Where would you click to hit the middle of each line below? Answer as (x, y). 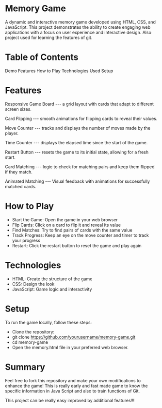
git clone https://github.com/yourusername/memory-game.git (74, 337)
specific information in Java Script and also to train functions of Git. (73, 391)
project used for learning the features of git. (49, 38)
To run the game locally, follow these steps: (49, 322)
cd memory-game (30, 342)
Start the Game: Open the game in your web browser (65, 219)
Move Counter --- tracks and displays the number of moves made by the (78, 128)
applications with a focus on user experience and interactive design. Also (78, 32)
